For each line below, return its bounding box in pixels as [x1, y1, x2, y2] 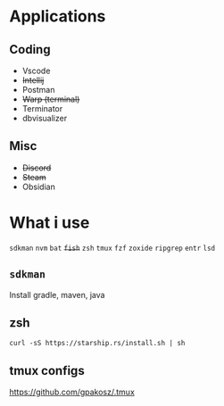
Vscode [21, 65, 51, 76]
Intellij [21, 75, 45, 86]
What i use [9, 212, 90, 233]
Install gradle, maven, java [9, 289, 105, 300]
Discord [21, 162, 52, 173]
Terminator [21, 104, 63, 113]
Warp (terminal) [21, 94, 80, 104]
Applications [9, 6, 106, 27]
